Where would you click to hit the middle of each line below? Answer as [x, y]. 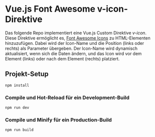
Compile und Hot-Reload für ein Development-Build [67, 98]
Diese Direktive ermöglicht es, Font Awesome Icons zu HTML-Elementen [78, 38]
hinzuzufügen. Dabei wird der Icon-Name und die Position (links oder [75, 43]
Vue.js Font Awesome [50, 9]
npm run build [19, 130]
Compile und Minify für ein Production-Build [58, 119]
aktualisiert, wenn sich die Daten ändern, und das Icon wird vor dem [74, 53]
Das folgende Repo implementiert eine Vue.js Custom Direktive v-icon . [76, 33]
